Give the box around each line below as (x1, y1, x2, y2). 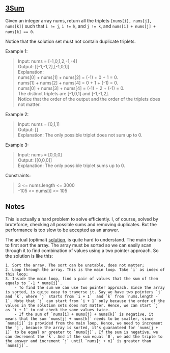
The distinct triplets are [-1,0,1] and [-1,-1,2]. (17, 90, 109, 96)
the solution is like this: (5, 253, 53, 259)
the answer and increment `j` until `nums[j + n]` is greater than (5, 338, 152, 343)
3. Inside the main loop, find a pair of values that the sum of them (5, 276, 158, 281)
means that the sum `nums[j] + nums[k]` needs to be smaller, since (5, 316, 154, 321)
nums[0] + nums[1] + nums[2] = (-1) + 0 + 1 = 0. (17, 74, 119, 80)
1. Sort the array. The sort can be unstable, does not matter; (5, 262, 145, 268)
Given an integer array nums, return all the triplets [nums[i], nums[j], (5, 17, 152, 23)
